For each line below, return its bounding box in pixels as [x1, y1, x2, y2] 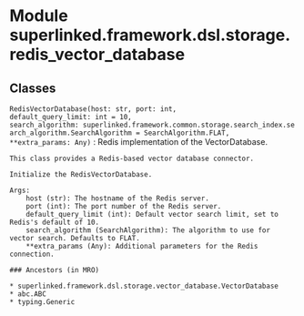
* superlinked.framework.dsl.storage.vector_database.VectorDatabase [9, 281, 279, 291]
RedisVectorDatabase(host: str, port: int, [9, 105, 177, 114]
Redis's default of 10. [9, 218, 100, 227]
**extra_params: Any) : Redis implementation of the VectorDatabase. [9, 137, 269, 147]
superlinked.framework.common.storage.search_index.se [82, 120, 296, 129]
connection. [9, 250, 55, 259]
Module [9, 5, 68, 26]
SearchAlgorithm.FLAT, [144, 128, 230, 138]
